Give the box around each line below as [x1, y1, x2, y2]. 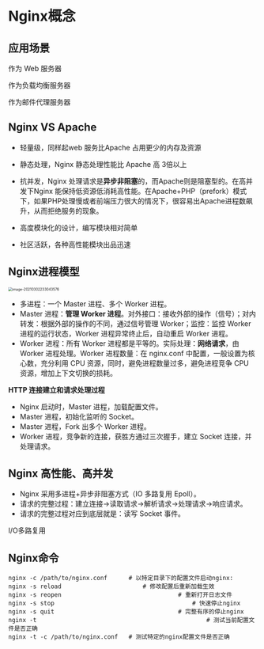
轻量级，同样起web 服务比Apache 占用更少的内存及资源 [19, 142, 202, 152]
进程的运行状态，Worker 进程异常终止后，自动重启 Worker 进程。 [19, 328, 233, 338]
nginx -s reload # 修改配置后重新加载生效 [8, 583, 215, 590]
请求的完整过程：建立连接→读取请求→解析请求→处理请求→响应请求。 [19, 499, 247, 509]
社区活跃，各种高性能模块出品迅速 [19, 239, 131, 249]
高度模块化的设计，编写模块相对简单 [19, 222, 138, 232]
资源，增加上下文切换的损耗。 [19, 368, 117, 378]
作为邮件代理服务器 [8, 97, 71, 107]
